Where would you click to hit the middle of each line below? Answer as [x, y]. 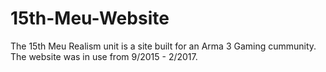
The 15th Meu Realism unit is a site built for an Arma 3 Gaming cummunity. [163, 46]
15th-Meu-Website [90, 18]
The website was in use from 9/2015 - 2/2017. [104, 56]
